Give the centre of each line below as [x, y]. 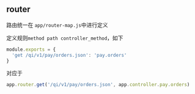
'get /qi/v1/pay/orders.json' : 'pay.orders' [69, 55]
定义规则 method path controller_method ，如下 [65, 38]
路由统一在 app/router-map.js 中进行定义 [57, 25]
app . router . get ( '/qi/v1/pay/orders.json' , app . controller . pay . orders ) [98, 85]
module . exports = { [31, 49]
